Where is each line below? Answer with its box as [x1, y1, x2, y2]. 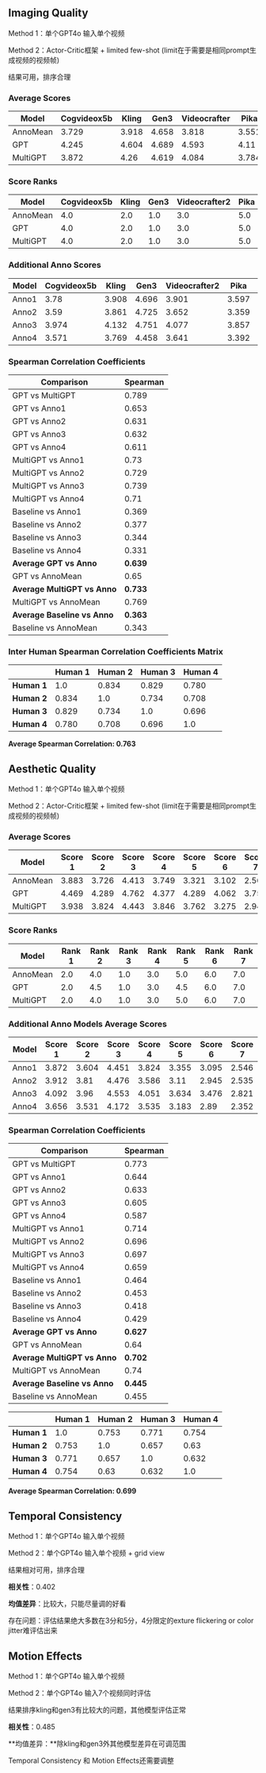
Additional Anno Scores [8, 260, 101, 271]
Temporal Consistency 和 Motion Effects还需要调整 [8, 1756, 174, 1765]
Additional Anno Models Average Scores [8, 1018, 168, 1029]
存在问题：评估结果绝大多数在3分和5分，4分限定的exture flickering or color [8, 1616, 254, 1625]
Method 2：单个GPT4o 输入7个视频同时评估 [8, 1688, 151, 1698]
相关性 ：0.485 [8, 1721, 55, 1731]
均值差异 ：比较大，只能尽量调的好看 [8, 1599, 127, 1609]
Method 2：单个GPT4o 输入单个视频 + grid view [8, 1548, 165, 1558]
